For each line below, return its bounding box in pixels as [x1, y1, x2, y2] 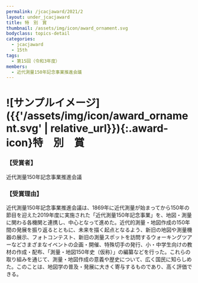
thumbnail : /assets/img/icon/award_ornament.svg [6, 25, 128, 31]
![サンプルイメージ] [6, 96, 100, 110]
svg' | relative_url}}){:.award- [20, 122, 168, 135]
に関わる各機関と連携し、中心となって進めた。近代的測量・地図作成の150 [6, 219, 185, 226]
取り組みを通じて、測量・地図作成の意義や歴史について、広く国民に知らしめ [6, 256, 192, 263]
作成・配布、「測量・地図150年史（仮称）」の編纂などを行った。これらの [16, 249, 191, 256]
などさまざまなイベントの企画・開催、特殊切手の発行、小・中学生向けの [11, 241, 187, 248]
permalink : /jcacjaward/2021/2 [6, 8, 83, 15]
